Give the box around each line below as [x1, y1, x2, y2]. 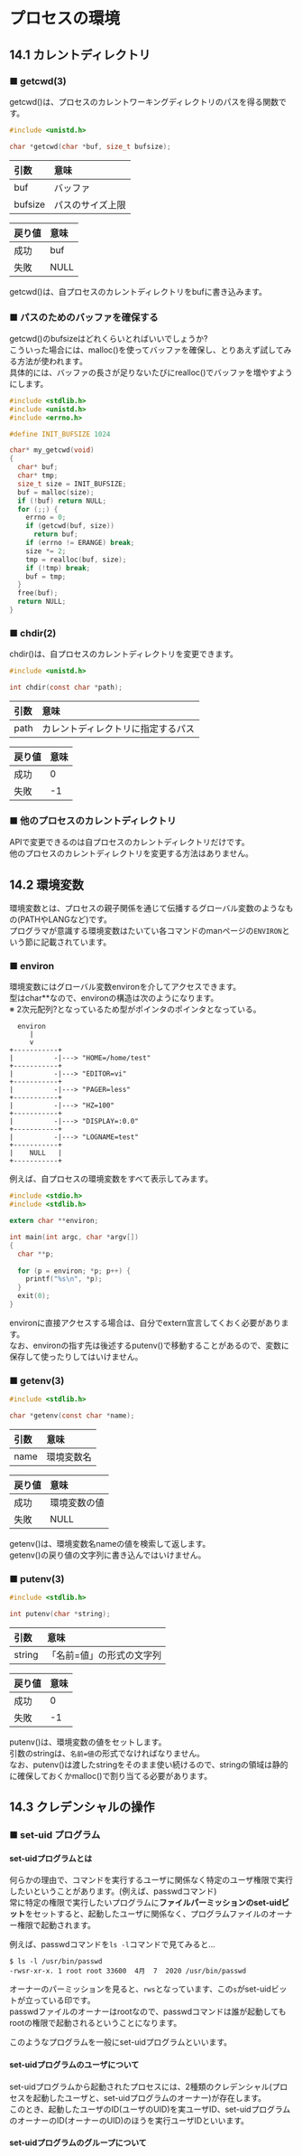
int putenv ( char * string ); [9, 1610, 111, 1619]
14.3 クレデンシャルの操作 [9, 1800, 155, 1815]
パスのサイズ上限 [53, 198, 126, 211]
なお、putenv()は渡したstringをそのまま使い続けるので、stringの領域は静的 [9, 1759, 288, 1770]
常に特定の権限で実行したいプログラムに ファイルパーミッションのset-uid [9, 1897, 282, 1908]
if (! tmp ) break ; [25, 563, 91, 572]
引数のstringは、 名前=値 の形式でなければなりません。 [9, 1747, 206, 1758]
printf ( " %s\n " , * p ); [25, 1275, 103, 1284]
